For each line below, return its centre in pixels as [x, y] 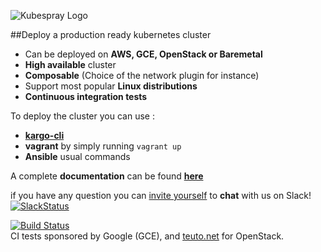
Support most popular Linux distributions [111, 86]
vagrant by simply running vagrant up [103, 146]
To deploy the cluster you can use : [82, 116]
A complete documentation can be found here [107, 176]
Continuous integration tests [86, 96]
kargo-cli [44, 135]
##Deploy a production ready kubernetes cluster [111, 34]
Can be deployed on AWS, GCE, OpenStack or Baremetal [143, 54]
